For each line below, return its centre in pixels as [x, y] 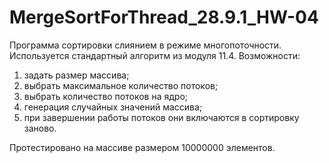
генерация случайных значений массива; [113, 107]
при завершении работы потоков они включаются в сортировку [161, 117]
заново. [40, 128]
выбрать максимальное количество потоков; [121, 85]
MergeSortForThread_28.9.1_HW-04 [164, 17]
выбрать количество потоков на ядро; [106, 96]
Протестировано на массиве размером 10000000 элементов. [142, 147]
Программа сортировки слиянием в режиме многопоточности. [145, 45]
